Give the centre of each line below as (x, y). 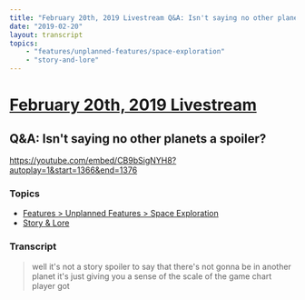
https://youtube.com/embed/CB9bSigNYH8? (93, 160)
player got (50, 285)
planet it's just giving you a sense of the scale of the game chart (152, 276)
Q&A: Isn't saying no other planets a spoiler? (138, 139)
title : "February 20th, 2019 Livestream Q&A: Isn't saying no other (142, 18)
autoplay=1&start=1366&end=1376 (74, 170)
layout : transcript (46, 35)
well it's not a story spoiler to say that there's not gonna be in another (162, 266)
